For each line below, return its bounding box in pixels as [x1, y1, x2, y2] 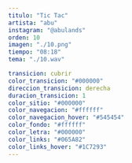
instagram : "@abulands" [8, 26, 86, 34]
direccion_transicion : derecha [8, 84, 111, 92]
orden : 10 [8, 33, 41, 42]
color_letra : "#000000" [8, 128, 86, 136]
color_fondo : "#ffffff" [8, 121, 86, 129]
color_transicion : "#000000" [8, 76, 104, 85]
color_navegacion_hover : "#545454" [8, 113, 125, 122]
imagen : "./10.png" [8, 41, 72, 49]
